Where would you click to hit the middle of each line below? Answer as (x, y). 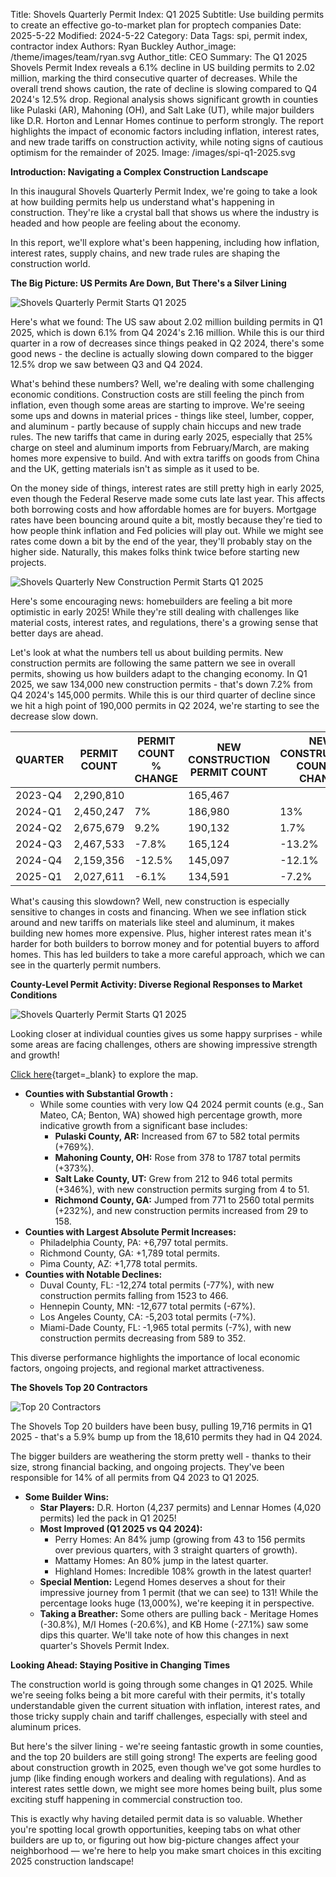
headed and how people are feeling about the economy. (126, 223)
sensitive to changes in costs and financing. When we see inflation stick (158, 912)
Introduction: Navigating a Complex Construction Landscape (139, 172)
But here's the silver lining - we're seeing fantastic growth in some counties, (167, 1746)
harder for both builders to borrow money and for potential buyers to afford (165, 943)
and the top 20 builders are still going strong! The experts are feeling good (164, 1757)
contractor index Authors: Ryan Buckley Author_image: (123, 46)
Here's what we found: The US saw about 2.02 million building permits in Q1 (166, 322)
